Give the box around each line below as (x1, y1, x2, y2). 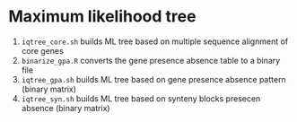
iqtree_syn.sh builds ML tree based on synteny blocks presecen (21, 92, 261, 104)
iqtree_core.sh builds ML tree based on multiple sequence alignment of (21, 36, 289, 47)
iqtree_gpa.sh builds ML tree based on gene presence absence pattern (21, 74, 286, 84)
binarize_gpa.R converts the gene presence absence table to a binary (21, 55, 281, 65)
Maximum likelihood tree (8, 6, 197, 27)
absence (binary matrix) (21, 102, 110, 113)
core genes (21, 45, 64, 56)
